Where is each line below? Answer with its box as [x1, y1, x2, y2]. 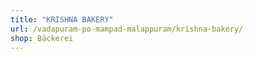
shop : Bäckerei [10, 33, 74, 43]
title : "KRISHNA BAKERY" [10, 14, 114, 25]
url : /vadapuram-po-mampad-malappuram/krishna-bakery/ [10, 24, 244, 34]
